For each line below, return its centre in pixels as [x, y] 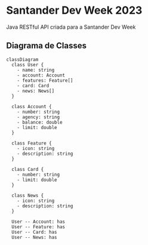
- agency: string [38, 117]
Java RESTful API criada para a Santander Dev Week [71, 27]
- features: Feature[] [45, 80]
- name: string [36, 70]
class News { [28, 195]
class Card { [28, 169]
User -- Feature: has [38, 227]
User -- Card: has [35, 232]
